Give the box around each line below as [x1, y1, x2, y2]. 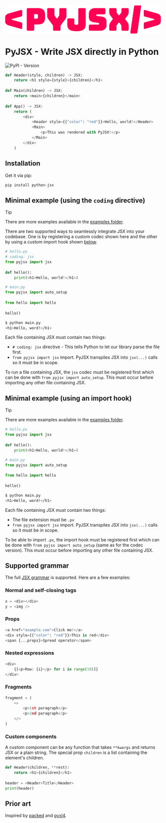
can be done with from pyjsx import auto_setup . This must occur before [5, 374, 154, 380]
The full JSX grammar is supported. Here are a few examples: [5, 575, 131, 580]
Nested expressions [5, 650, 54, 657]
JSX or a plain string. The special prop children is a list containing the [5, 749, 147, 756]
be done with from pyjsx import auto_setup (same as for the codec [5, 542, 143, 548]
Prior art [5, 799, 31, 808]
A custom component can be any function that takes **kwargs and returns [5, 744, 156, 750]
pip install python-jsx [5, 182, 54, 188]
